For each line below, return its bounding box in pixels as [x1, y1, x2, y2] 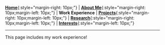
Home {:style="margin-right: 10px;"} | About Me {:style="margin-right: [5, 5, 146, 10]
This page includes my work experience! [5, 34, 87, 40]
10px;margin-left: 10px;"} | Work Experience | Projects [5, 10, 116, 16]
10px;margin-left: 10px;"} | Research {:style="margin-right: [17, 15, 135, 21]
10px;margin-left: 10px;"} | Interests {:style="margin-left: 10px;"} [5, 20, 135, 26]
